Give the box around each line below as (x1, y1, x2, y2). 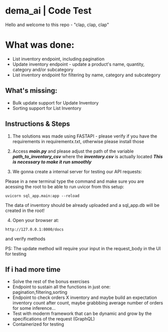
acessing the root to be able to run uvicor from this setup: (5, 183, 124, 189)
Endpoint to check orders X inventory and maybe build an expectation (12, 294, 157, 301)
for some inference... (12, 305, 56, 311)
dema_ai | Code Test (5, 5, 92, 17)
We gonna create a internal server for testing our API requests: (12, 168, 142, 174)
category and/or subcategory (12, 66, 74, 72)
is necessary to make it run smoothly (12, 159, 92, 165)
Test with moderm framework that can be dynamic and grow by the (12, 310, 152, 316)
